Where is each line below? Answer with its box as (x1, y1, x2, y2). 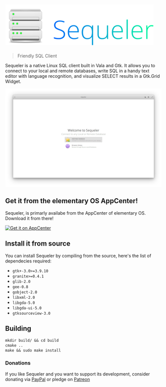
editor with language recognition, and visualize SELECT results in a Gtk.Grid (5, 73, 160, 79)
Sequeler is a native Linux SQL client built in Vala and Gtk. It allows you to (5, 62, 156, 68)
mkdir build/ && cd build (5, 338, 59, 343)
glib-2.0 (12, 279, 31, 284)
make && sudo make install (5, 348, 61, 353)
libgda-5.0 (12, 300, 35, 305)
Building (5, 324, 31, 333)
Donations (5, 360, 31, 367)
